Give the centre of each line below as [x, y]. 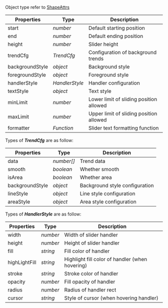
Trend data [93, 161]
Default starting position [116, 28]
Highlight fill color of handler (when [106, 259]
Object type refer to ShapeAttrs [37, 7]
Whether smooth [99, 169]
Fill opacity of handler [90, 282]
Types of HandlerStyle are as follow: [43, 214]
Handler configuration [114, 83]
